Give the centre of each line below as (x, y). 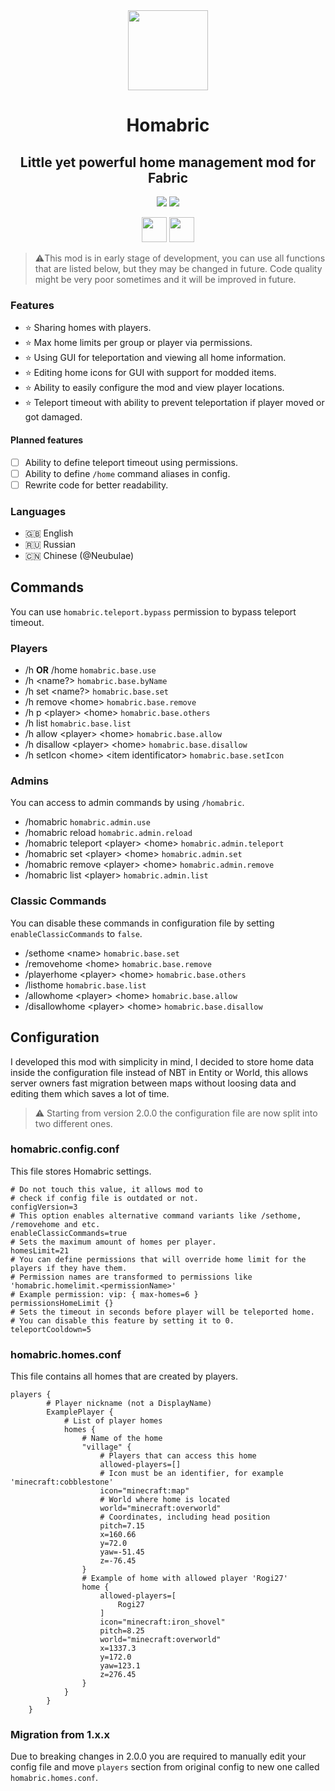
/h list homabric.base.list (78, 723)
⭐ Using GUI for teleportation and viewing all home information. (155, 358)
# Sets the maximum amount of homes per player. (113, 1242)
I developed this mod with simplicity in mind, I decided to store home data (162, 1061)
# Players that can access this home (178, 1456)
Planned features (47, 440)
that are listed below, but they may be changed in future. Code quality (178, 268)
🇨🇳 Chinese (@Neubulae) (79, 555)
